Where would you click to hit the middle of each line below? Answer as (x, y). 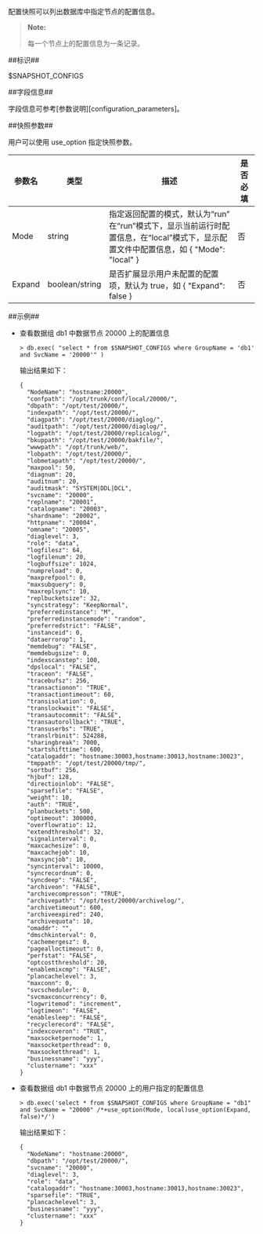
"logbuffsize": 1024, (62, 564)
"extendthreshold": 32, (65, 832)
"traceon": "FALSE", (60, 674)
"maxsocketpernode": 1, (65, 1038)
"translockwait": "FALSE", (71, 709)
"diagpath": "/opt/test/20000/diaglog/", (95, 419)
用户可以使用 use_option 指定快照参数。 (72, 142)
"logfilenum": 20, (57, 557)
